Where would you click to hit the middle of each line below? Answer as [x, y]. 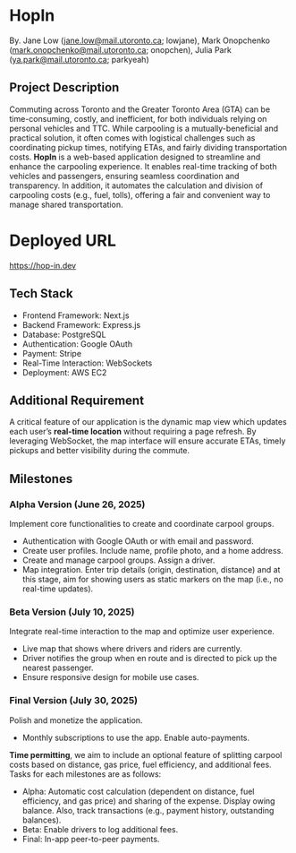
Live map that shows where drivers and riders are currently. [132, 649]
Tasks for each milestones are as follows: [85, 774]
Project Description [64, 87]
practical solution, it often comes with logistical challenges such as [132, 138]
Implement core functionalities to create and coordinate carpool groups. [142, 524]
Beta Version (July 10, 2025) [72, 612]
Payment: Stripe [52, 353]
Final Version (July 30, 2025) [74, 701]
